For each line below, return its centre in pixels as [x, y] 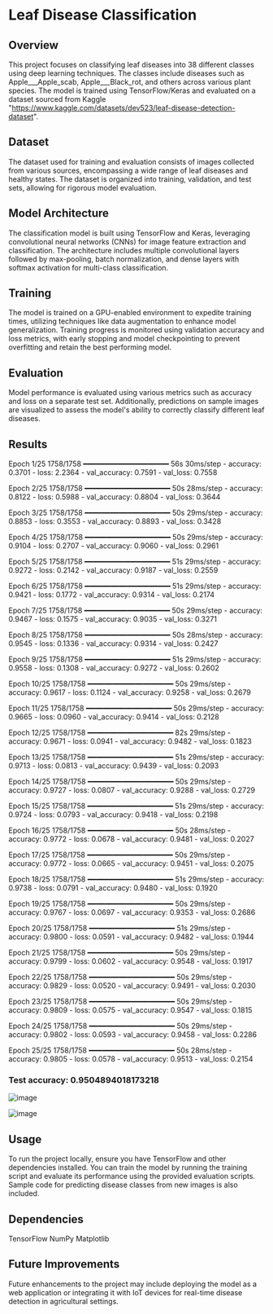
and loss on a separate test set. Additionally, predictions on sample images [134, 402]
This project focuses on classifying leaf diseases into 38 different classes [131, 64]
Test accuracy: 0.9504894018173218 [84, 1079]
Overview [34, 45]
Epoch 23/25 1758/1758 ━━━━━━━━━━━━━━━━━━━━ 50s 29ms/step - [121, 1002]
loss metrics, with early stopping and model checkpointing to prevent [124, 339]
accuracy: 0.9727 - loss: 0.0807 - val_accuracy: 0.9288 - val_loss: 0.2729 [132, 790]
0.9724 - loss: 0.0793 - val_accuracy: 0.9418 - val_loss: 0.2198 [113, 815]
